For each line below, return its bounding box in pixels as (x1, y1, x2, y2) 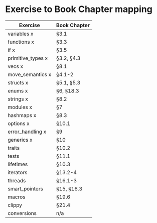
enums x (8, 87, 28, 94)
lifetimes (8, 161, 28, 168)
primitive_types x (8, 54, 48, 61)
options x (8, 120, 30, 127)
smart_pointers (8, 185, 44, 192)
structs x (8, 79, 29, 86)
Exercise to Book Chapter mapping (5, 4, 153, 15)
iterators (8, 169, 28, 176)
